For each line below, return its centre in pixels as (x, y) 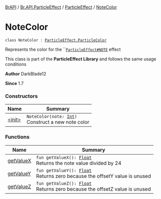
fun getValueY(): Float (64, 170)
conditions (16, 64)
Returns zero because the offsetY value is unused (94, 176)
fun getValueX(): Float (64, 157)
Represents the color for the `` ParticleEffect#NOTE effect (63, 49)
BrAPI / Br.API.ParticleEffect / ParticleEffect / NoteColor (61, 7)
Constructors (21, 96)
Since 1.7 (14, 83)
